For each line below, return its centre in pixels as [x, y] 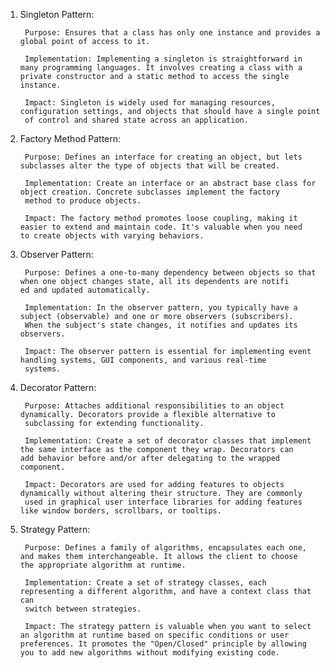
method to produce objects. [83, 201]
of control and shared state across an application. [136, 120]
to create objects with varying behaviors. [112, 236]
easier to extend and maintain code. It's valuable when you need [161, 227]
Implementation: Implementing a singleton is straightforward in [163, 59]
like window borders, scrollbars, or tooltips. [120, 511]
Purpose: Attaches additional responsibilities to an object [154, 406]
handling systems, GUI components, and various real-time [143, 360]
